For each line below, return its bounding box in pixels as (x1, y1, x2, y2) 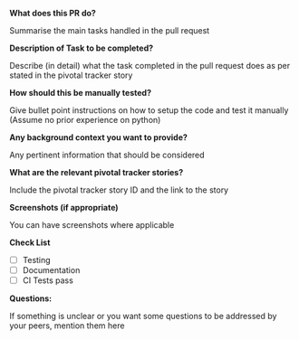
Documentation (22, 265, 81, 276)
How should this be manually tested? (9, 88, 152, 98)
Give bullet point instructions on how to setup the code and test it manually (9, 105, 289, 116)
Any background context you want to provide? (9, 132, 188, 143)
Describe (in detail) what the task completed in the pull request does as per (9, 61, 291, 71)
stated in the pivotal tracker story (9, 70, 133, 80)
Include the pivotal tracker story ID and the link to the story (9, 184, 229, 195)
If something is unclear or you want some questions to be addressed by (9, 311, 277, 322)
